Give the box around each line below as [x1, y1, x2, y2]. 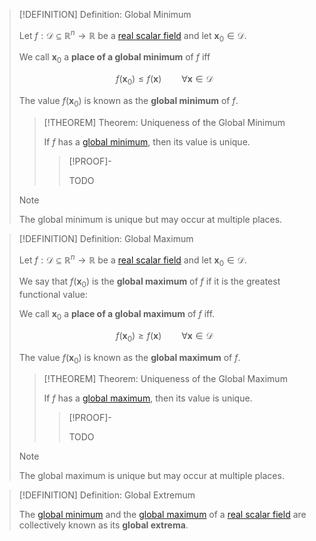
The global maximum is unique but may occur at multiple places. [18, 470, 285, 482]
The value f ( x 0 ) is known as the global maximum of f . [18, 351, 241, 366]
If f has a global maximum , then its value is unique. [43, 392, 253, 404]
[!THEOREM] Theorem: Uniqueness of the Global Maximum [43, 373, 288, 385]
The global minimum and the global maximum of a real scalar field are [18, 509, 307, 521]
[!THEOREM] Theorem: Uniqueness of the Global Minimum [43, 116, 286, 128]
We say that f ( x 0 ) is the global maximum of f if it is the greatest [18, 275, 281, 290]
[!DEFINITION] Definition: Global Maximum [18, 232, 194, 244]
